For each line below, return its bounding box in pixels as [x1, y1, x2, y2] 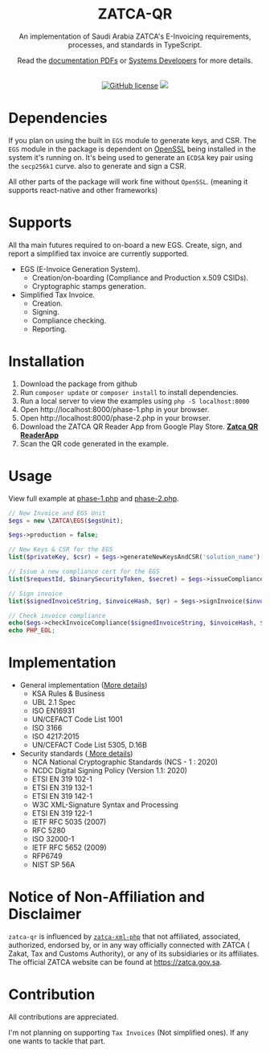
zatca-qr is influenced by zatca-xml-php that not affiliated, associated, [8, 932, 241, 941]
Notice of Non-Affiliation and [8, 888, 205, 906]
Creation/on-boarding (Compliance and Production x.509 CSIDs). [31, 273, 249, 282]
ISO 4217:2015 [31, 731, 80, 741]
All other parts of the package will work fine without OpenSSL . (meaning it [8, 176, 248, 186]
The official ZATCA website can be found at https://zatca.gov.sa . [8, 957, 223, 967]
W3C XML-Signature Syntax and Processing [31, 800, 179, 809]
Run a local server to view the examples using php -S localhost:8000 [19, 396, 250, 406]
